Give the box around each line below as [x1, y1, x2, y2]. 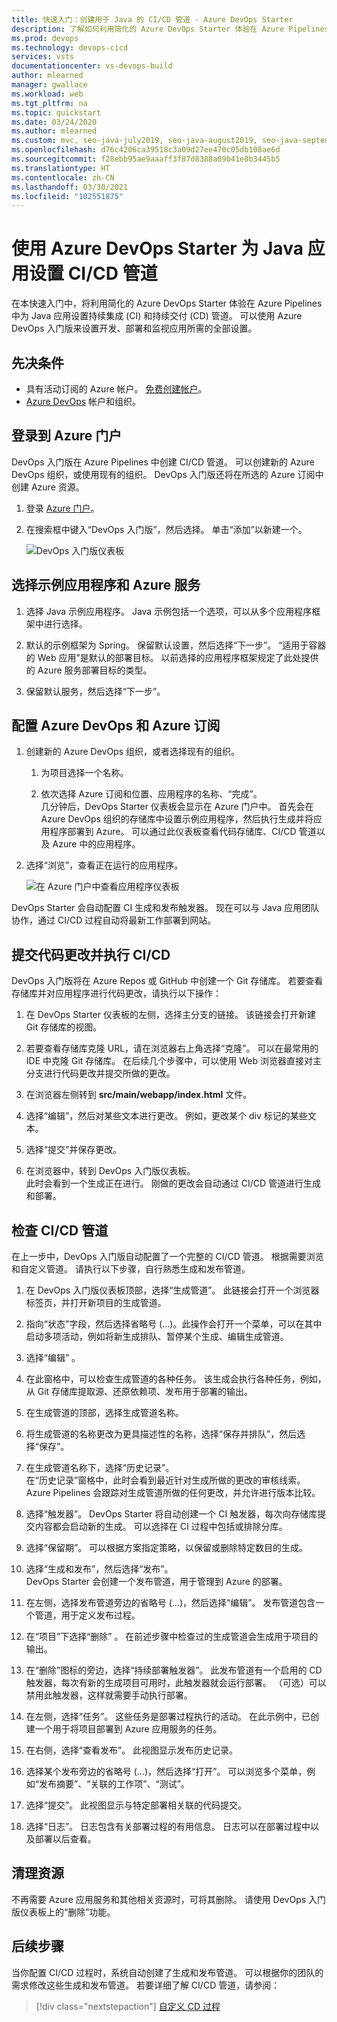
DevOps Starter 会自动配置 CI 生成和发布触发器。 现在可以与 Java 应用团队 [11, 902, 320, 914]
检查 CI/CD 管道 [11, 1222, 109, 1239]
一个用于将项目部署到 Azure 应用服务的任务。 [34, 1723, 223, 1735]
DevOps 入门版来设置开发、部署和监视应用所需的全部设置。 [11, 322, 258, 335]
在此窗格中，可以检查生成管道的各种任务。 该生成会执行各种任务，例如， [25, 1373, 327, 1385]
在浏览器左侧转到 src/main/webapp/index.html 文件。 [25, 1089, 253, 1101]
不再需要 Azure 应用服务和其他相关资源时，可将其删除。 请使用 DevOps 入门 [11, 1893, 327, 1905]
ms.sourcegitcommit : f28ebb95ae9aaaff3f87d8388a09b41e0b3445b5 [11, 154, 281, 164]
